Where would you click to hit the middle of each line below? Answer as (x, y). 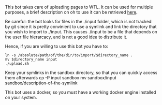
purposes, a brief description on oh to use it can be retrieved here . (71, 12)
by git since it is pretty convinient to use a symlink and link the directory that (81, 27)
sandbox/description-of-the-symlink (41, 83)
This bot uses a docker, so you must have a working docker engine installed (81, 92)
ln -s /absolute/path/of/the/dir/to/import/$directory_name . (69, 55)
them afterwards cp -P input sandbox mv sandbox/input (61, 78)
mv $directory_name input (31, 60)
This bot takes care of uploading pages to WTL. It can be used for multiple (79, 7)
